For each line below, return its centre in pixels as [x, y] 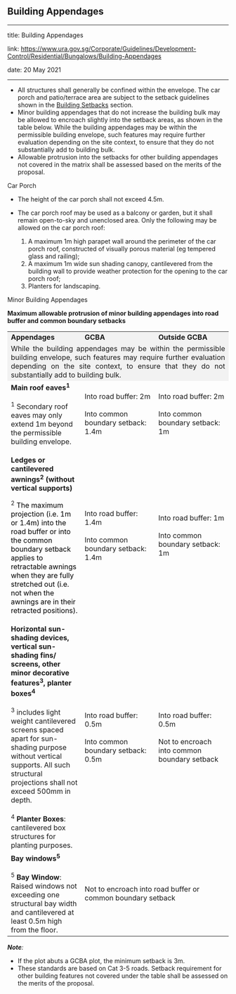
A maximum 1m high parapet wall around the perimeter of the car [122, 241]
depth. [21, 800]
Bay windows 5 [36, 857]
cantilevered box [38, 828]
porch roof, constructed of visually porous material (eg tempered [122, 249]
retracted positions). [44, 611]
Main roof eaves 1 [40, 387]
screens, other [36, 664]
